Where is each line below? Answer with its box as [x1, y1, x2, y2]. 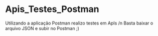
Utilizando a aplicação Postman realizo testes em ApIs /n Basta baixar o [5, 20, 153, 26]
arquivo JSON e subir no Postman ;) [5, 25, 79, 31]
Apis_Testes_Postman [5, 3, 99, 15]
